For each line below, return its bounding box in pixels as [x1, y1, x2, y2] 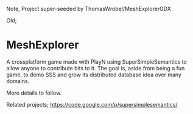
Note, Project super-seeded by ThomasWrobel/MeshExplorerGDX [6, 5, 172, 12]
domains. [6, 77, 30, 84]
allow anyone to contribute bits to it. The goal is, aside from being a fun [6, 64, 185, 72]
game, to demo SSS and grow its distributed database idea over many [6, 71, 181, 78]
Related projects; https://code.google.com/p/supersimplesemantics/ [6, 101, 178, 108]
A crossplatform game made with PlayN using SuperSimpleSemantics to [6, 58, 187, 65]
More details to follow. [6, 89, 62, 96]
